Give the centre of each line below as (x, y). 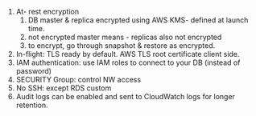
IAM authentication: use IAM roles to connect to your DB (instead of (128, 62)
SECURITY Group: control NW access (78, 80)
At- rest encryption (47, 12)
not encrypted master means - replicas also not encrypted (125, 37)
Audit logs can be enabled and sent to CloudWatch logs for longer (126, 96)
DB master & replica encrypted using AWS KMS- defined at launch (138, 20)
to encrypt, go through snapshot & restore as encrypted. (122, 46)
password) (34, 71)
